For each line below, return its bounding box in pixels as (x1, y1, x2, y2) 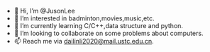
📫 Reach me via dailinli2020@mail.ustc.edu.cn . (13, 37, 154, 45)
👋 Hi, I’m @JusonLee (13, 7, 76, 15)
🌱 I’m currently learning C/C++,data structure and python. (13, 22, 183, 30)
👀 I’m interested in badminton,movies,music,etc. (13, 14, 155, 22)
